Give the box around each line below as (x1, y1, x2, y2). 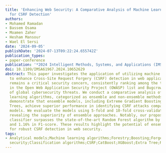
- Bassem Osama (5, 26, 37, 31)
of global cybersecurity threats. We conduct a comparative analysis (9, 90, 156, 95)
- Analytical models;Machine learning (5, 136, 85, 141)
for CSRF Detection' (9, 12, 52, 17)
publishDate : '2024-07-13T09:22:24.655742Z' (5, 48, 98, 53)
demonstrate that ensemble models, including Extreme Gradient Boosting (9, 99, 163, 104)
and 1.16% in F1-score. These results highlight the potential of (9, 122, 149, 127)
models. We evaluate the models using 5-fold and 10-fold (9, 108, 132, 114)
